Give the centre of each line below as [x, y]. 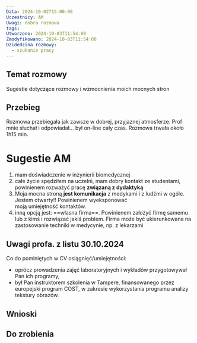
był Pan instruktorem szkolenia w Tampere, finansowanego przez [95, 282]
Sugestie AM [39, 158]
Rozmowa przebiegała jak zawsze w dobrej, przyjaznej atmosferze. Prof [94, 122]
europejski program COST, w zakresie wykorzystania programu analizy [101, 289]
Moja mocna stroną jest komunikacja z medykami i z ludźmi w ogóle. [100, 194]
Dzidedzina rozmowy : [32, 45]
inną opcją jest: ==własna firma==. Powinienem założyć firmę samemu [101, 213]
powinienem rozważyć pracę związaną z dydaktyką [79, 187]
